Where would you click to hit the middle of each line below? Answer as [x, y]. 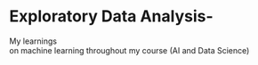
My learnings [33, 41]
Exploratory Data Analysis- [111, 16]
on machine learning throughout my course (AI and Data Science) [129, 50]
